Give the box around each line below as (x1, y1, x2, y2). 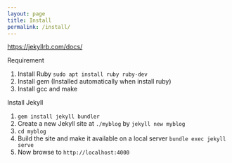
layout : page (7, 10, 46, 18)
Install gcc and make (17, 85, 78, 93)
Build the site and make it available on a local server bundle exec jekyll (17, 134, 226, 143)
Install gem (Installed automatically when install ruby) (17, 77, 172, 86)
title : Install (7, 17, 52, 24)
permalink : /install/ (7, 23, 71, 30)
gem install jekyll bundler (17, 113, 100, 120)
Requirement (7, 56, 44, 65)
